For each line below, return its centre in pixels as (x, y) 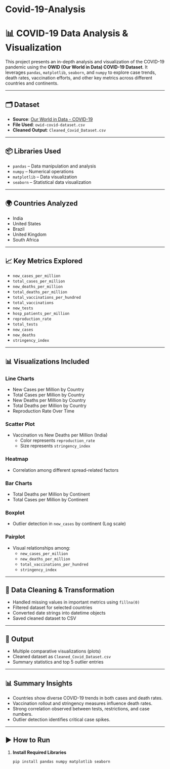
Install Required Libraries (39, 752)
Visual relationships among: (41, 548)
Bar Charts (19, 483)
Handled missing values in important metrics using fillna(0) (76, 602)
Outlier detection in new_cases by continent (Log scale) (69, 524)
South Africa (26, 239)
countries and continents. (32, 83)
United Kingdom (30, 234)
